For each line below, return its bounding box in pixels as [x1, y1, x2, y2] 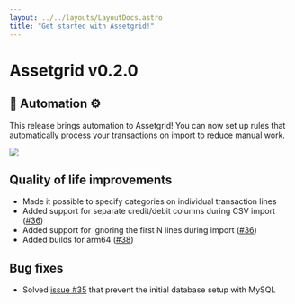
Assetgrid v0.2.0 [9, 60, 139, 81]
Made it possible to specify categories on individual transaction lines [22, 196, 277, 207]
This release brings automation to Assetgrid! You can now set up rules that [9, 120, 286, 130]
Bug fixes [9, 260, 64, 275]
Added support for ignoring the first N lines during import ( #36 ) [22, 225, 258, 236]
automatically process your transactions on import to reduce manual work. [9, 130, 286, 140]
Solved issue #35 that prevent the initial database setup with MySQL [22, 284, 276, 295]
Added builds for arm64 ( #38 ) [22, 235, 134, 246]
